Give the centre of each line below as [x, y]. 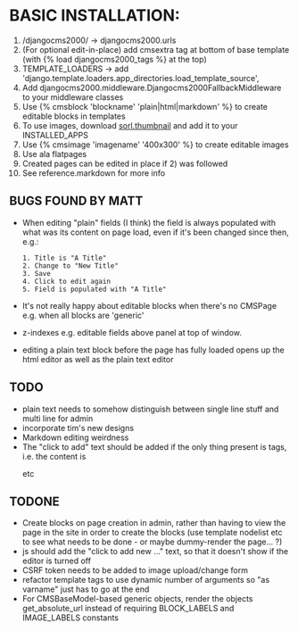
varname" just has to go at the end [86, 589]
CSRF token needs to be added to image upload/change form [135, 570]
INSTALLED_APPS [55, 135]
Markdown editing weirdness [75, 437]
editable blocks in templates [74, 116]
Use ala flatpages [54, 154]
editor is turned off [57, 561]
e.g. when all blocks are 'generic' [83, 315]
